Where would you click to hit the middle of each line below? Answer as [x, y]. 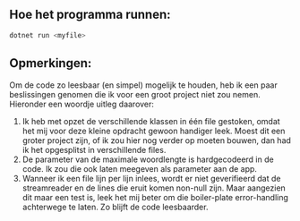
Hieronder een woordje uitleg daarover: [82, 104]
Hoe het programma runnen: [90, 15]
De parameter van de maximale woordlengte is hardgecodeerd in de [148, 159]
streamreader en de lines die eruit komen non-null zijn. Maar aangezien [154, 188]
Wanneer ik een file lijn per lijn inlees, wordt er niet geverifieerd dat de [151, 178]
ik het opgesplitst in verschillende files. [94, 149]
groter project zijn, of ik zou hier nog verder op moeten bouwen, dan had [156, 140]
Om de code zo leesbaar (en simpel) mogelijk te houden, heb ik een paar [143, 85]
